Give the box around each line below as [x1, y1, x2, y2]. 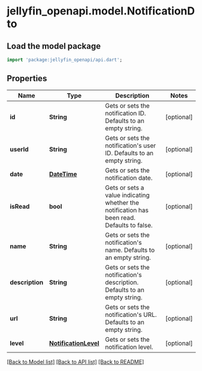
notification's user [105, 141, 156, 150]
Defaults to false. [105, 221, 153, 229]
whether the [105, 198, 140, 207]
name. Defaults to [105, 245, 155, 254]
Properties [7, 73, 47, 84]
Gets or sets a [105, 183, 144, 192]
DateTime [49, 170, 77, 178]
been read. [105, 213, 135, 222]
